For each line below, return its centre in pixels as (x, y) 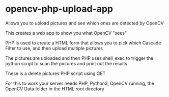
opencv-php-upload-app (59, 9)
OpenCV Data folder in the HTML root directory (55, 89)
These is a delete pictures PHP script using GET (55, 73)
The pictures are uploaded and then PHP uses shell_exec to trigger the (79, 58)
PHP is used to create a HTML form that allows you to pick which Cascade (83, 43)
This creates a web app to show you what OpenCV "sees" (66, 33)
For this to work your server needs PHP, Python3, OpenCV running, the (80, 83)
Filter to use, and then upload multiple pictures (54, 48)
